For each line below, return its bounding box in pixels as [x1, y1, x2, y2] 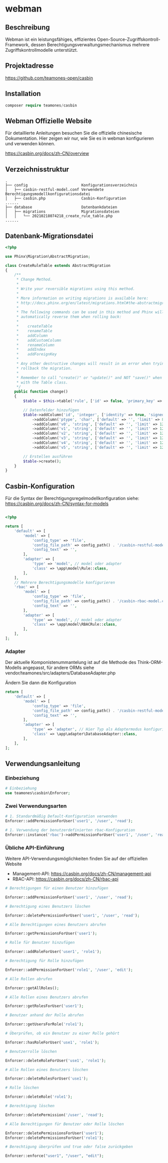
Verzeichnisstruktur [5, 165, 69, 173]
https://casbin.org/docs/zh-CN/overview [5, 150, 89, 156]
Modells [5, 664, 21, 671]
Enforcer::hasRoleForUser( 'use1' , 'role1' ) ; [5, 1040, 99, 1045]
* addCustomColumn [16, 338, 61, 343]
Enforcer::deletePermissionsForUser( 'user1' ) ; [5, 1130, 104, 1136]
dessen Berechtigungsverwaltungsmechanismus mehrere [30, 42, 150, 48]
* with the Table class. [16, 380, 68, 385]
